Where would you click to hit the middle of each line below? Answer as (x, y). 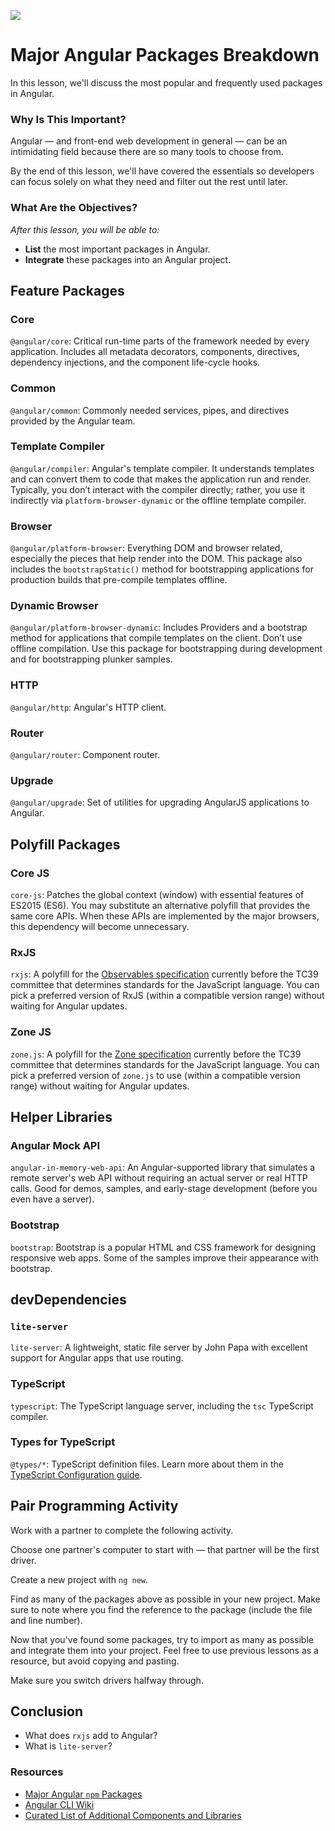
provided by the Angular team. (73, 421)
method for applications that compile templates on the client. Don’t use (156, 638)
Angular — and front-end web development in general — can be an (149, 141)
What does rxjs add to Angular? (91, 1736)
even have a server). (52, 1199)
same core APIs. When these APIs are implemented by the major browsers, (165, 916)
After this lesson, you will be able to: (85, 229)
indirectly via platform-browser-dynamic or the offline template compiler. (158, 500)
